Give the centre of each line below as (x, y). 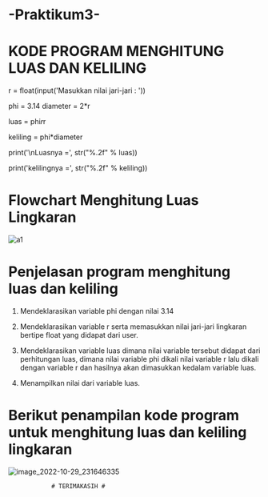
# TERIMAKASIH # (78, 486)
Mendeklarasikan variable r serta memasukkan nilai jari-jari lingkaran (133, 327)
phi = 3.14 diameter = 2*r (49, 106)
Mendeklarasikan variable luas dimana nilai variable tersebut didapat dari (140, 351)
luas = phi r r (27, 122)
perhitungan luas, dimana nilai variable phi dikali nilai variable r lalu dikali (139, 359)
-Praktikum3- (54, 15)
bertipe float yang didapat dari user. (79, 335)
